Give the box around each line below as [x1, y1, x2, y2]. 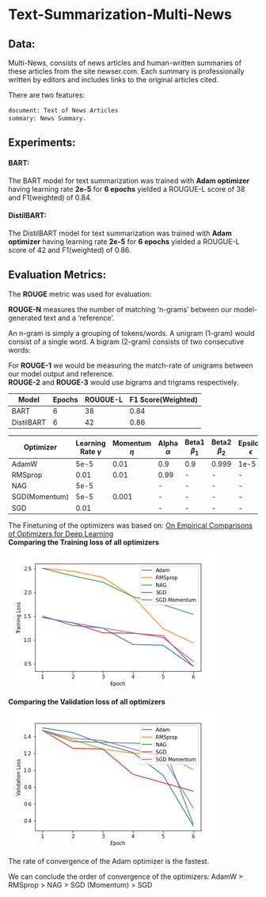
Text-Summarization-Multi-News [8, 6, 232, 24]
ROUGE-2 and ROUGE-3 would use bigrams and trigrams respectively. [8, 377, 239, 387]
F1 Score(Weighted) [129, 395, 198, 405]
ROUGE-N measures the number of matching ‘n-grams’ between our [8, 304, 232, 314]
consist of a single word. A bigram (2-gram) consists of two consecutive [8, 337, 245, 346]
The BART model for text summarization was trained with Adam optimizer [8, 176, 250, 185]
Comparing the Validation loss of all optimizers [8, 697, 166, 707]
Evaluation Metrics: [8, 268, 107, 282]
